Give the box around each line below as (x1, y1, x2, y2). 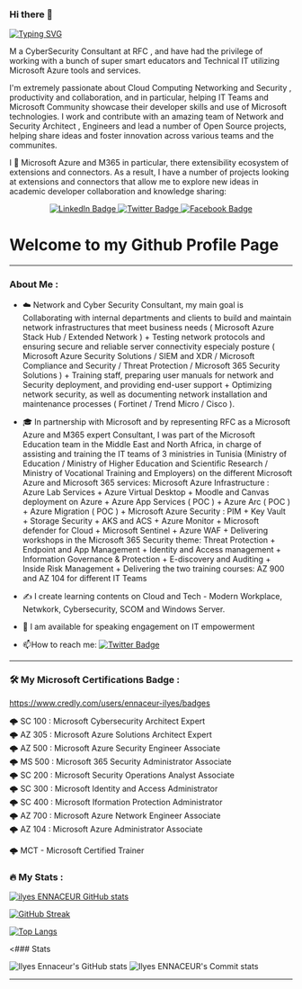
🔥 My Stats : (9, 870, 64, 883)
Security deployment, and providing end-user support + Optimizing (22, 379, 272, 390)
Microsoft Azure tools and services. (9, 65, 141, 76)
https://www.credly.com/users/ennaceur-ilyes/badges (9, 697, 211, 708)
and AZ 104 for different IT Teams (22, 572, 147, 583)
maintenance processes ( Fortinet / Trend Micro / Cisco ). (22, 398, 235, 409)
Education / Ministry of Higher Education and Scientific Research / (22, 458, 268, 469)
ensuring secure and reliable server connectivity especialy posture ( (22, 341, 276, 352)
